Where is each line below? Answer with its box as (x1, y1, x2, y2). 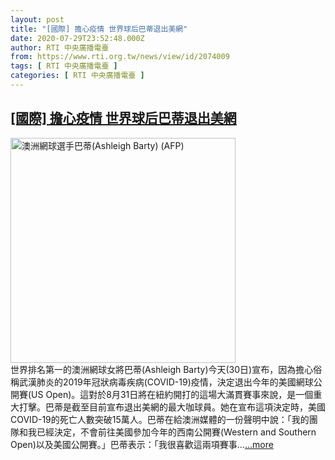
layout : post (10, 14, 65, 25)
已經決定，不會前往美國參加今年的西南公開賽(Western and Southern (36, 426, 317, 438)
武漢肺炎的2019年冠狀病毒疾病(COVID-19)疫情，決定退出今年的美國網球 (18, 376, 314, 388)
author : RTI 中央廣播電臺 (10, 42, 110, 53)
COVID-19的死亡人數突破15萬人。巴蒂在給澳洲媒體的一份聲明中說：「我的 (10, 413, 310, 425)
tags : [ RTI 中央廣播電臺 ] (10, 61, 118, 71)
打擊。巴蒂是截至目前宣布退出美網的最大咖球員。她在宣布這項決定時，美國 (18, 401, 326, 413)
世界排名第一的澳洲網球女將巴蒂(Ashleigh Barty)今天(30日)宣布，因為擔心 (10, 363, 314, 375)
